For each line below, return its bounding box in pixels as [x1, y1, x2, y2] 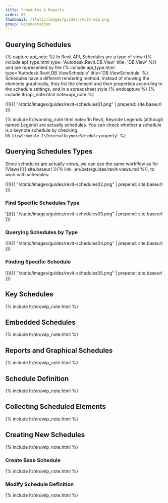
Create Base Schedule [5, 456, 61, 463]
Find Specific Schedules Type [5, 199, 80, 206]
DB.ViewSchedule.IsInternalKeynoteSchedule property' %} [5, 133, 126, 139]
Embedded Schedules [5, 318, 76, 327]
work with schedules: [5, 171, 50, 177]
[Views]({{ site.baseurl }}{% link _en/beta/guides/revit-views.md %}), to [5, 166, 155, 172]
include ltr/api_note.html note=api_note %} [5, 92, 94, 98]
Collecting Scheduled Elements [5, 402, 106, 411]
